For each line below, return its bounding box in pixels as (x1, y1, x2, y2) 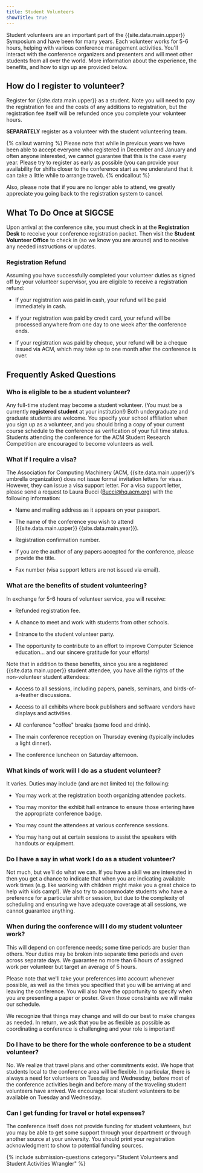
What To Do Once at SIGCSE (6, 207, 114, 218)
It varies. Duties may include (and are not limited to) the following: (6, 780, 170, 787)
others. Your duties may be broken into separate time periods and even (6, 950, 183, 957)
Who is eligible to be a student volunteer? (6, 388, 131, 396)
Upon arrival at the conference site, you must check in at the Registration (6, 223, 190, 231)
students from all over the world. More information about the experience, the (6, 57, 197, 64)
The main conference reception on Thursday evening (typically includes (14, 733, 195, 740)
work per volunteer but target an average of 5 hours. (6, 963, 137, 970)
